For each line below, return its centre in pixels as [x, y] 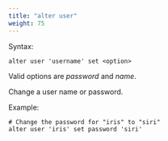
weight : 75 [27, 23]
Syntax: [21, 46]
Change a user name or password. [66, 91]
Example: [24, 107]
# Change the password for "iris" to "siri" [84, 122]
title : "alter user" [43, 16]
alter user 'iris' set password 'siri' [76, 129]
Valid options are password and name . [73, 76]
